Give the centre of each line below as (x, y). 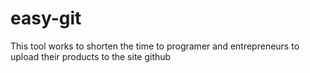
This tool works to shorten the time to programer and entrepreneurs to (155, 46)
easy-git (46, 18)
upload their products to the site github (91, 56)
